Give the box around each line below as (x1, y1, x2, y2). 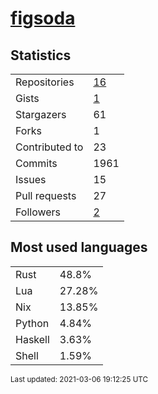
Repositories (15, 75, 75, 89)
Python (15, 316, 50, 330)
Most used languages (10, 239, 148, 256)
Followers (15, 205, 62, 219)
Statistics (10, 47, 72, 64)
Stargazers (15, 108, 67, 121)
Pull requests (15, 189, 77, 202)
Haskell (15, 332, 50, 346)
